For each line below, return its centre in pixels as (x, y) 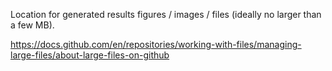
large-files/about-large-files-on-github (90, 55)
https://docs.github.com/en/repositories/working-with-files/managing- (156, 44)
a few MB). (32, 25)
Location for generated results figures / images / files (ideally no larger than (166, 14)
